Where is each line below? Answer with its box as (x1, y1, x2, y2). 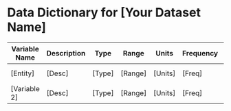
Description (46, 48, 86, 58)
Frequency (181, 48, 219, 58)
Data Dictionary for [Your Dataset (7, 5, 201, 21)
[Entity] (10, 69, 35, 78)
